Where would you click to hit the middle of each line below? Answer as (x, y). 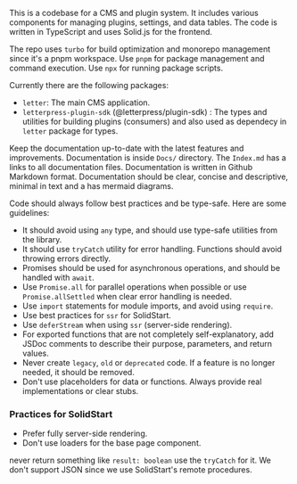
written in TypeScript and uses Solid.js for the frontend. (111, 32)
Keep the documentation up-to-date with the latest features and (127, 148)
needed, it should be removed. (78, 372)
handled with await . (58, 277)
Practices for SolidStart (61, 414)
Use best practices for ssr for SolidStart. (97, 315)
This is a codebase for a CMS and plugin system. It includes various (134, 13)
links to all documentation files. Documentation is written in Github (131, 167)
